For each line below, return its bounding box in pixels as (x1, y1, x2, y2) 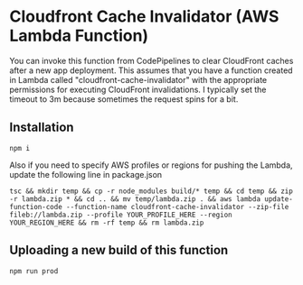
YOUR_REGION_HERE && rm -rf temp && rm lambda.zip (9, 218, 204, 227)
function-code (9, 202, 63, 211)
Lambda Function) (9, 25, 149, 46)
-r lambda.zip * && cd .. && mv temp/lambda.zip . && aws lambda (9, 194, 260, 204)
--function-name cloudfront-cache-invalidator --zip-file (66, 202, 289, 211)
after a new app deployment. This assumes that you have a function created (9, 65, 293, 76)
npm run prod (9, 266, 59, 276)
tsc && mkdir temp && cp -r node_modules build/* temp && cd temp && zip (9, 187, 294, 196)
